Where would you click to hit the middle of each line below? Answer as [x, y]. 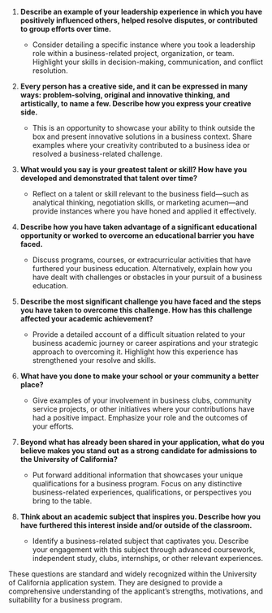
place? [32, 384]
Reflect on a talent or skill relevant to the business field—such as [140, 194]
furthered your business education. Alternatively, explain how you [142, 268]
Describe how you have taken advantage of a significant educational [138, 227]
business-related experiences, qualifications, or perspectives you [142, 492]
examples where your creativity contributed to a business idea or [141, 145]
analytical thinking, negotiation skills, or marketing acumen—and [140, 203]
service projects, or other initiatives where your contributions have [143, 409]
